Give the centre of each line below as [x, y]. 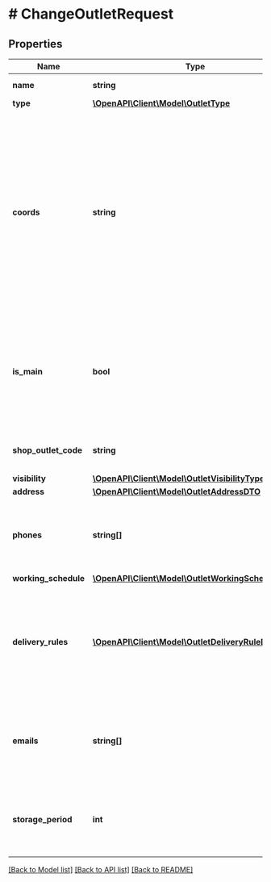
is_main [27, 372]
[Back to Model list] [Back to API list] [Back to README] [101, 869]
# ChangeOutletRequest [91, 14]
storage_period [42, 819]
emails [25, 741]
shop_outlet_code [48, 450]
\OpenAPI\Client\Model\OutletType [161, 103]
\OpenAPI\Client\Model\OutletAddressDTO [176, 491]
